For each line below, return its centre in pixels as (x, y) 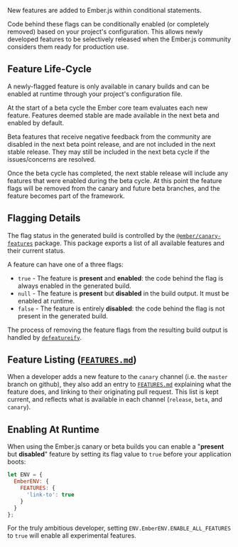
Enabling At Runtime (53, 429)
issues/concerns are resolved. (52, 159)
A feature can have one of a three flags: (66, 264)
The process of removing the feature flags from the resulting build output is (118, 330)
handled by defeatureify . (45, 337)
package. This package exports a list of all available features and (130, 243)
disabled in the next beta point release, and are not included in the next (112, 144)
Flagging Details (44, 218)
